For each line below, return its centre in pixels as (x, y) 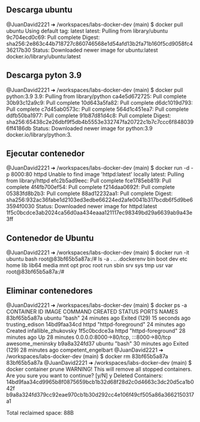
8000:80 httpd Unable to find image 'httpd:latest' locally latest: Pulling (98, 175)
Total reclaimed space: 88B (40, 413)
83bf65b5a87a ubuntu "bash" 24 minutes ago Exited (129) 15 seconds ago (98, 318)
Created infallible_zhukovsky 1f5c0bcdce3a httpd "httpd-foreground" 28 (96, 331)
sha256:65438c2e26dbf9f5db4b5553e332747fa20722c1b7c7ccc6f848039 (100, 122)
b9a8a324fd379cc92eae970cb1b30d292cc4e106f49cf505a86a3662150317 (100, 395)
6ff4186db (19, 128)
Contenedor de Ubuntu (50, 238)
